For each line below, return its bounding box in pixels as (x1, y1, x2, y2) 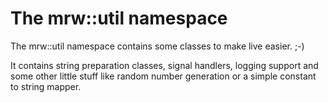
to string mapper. (10, 80, 82, 92)
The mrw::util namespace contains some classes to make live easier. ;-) (10, 40, 305, 52)
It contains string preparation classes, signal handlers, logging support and (10, 59, 319, 71)
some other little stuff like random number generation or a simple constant (10, 70, 317, 82)
